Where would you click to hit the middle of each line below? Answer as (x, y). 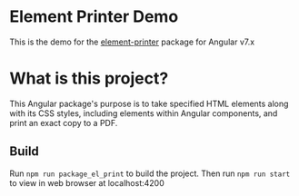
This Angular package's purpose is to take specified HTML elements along (149, 103)
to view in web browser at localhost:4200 (87, 182)
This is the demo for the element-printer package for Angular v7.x (132, 42)
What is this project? (89, 78)
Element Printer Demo (94, 17)
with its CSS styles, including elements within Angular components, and (144, 113)
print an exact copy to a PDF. (64, 122)
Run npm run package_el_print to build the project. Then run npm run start (150, 173)
